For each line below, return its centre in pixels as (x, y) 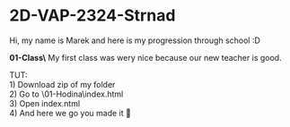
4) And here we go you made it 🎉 (70, 113)
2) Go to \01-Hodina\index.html (66, 94)
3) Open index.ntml (45, 103)
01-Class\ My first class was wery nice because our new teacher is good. (145, 57)
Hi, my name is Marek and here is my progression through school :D (135, 40)
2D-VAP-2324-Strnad (92, 16)
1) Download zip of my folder (62, 84)
